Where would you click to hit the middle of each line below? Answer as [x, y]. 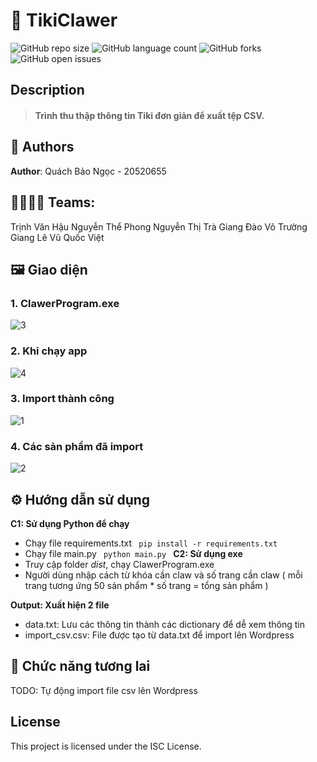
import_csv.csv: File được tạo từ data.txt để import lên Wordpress [159, 635]
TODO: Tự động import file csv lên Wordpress [104, 690]
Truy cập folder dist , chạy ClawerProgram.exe [119, 564]
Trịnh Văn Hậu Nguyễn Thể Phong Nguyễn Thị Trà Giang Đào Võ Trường [159, 226]
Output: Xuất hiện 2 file [60, 605]
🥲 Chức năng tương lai [80, 666]
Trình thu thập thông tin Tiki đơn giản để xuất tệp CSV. [149, 115]
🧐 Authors [42, 147]
